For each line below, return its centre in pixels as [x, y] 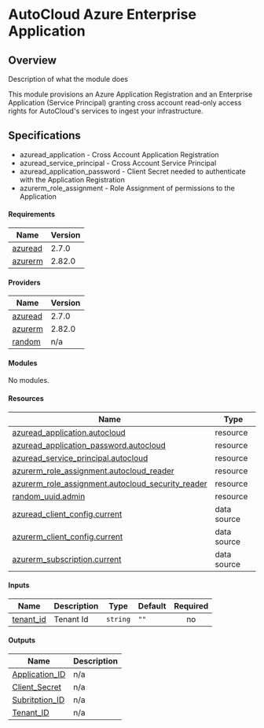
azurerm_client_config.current [68, 536]
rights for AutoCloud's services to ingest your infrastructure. [106, 111]
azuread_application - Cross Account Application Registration [119, 154]
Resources [26, 399]
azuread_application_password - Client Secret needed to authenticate [132, 171]
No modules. [29, 381]
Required [191, 605]
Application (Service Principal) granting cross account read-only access [125, 103]
